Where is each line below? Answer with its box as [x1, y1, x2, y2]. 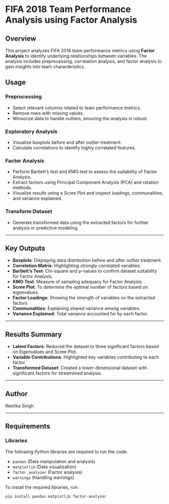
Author [5, 389, 28, 398]
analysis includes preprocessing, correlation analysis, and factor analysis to [5, 58, 162, 64]
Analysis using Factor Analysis [5, 14, 137, 26]
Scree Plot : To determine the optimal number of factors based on [12, 284, 148, 290]
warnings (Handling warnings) [12, 474, 74, 480]
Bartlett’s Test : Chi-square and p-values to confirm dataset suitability [12, 268, 157, 274]
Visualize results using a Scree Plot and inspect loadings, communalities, [12, 190, 163, 196]
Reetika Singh [5, 403, 34, 409]
